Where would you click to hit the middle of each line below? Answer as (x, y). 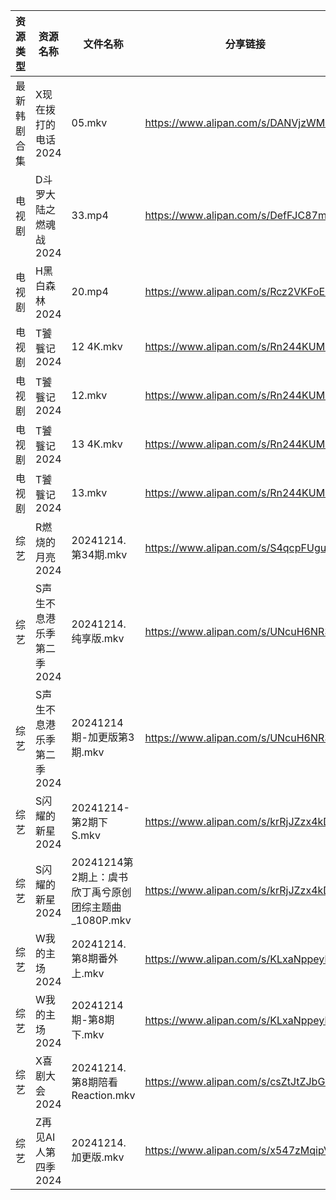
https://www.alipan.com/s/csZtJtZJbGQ (238, 1081)
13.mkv (89, 492)
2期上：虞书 (99, 877)
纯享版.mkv (98, 638)
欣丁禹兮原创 (101, 892)
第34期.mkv (99, 554)
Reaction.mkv (103, 1095)
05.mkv (89, 122)
